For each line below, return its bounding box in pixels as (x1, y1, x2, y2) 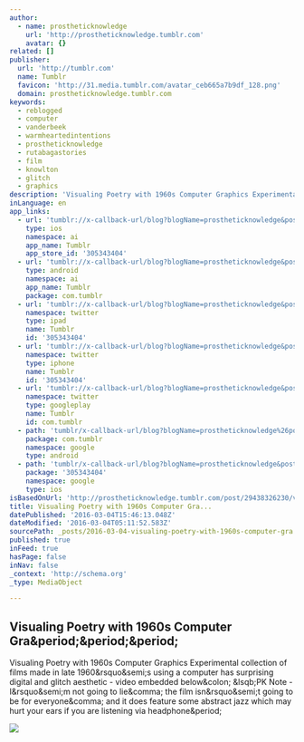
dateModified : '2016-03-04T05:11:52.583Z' (9, 518, 172, 528)
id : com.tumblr (25, 418, 83, 427)
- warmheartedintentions (17, 131, 111, 140)
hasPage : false (9, 552, 67, 562)
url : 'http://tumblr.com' (17, 64, 116, 73)
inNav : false (9, 561, 59, 570)
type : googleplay (25, 400, 91, 410)
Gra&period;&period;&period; (9, 633, 179, 649)
